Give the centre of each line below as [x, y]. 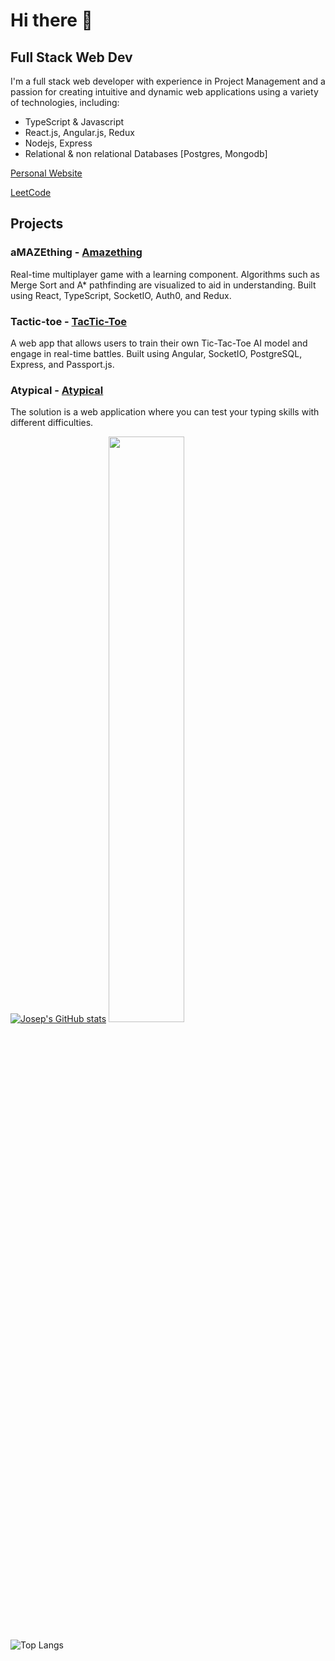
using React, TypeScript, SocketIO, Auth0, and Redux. [121, 295]
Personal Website [46, 173]
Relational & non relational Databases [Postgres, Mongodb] [146, 153]
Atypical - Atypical [57, 390]
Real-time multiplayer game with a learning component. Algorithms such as [165, 274]
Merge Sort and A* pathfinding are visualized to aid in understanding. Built [163, 285]
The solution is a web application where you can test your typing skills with [165, 412]
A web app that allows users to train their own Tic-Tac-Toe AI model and [159, 343]
